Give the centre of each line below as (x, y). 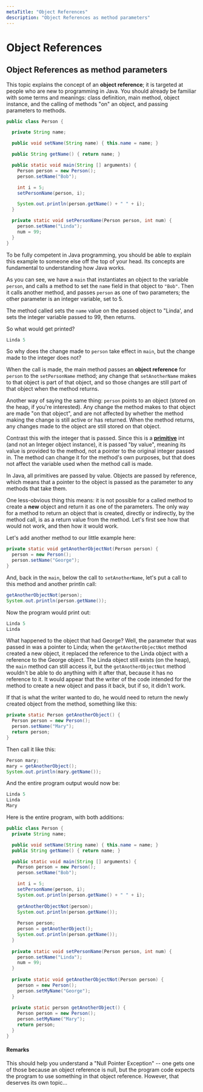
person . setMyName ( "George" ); (54, 991)
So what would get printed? (41, 329)
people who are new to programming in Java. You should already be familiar (101, 91)
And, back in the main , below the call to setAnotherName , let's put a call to (97, 578)
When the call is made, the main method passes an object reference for (96, 369)
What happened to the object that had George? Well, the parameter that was (101, 641)
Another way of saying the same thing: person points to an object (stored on (101, 400)
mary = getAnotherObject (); (42, 766)
